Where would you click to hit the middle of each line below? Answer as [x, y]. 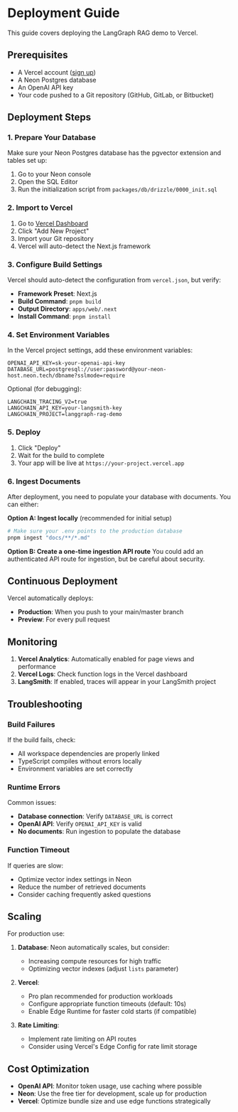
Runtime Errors [34, 787]
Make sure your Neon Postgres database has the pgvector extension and [114, 153]
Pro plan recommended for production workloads [101, 996]
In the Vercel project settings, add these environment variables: [100, 351]
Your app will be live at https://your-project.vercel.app [101, 463]
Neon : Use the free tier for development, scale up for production [112, 1094]
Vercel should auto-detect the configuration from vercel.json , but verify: [114, 280]
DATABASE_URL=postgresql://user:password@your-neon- [87, 370]
